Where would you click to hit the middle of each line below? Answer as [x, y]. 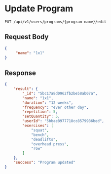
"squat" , [40, 130]
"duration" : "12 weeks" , [48, 103]
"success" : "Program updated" [45, 163]
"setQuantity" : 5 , [41, 117]
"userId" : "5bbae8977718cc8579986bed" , [63, 121]
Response [20, 73]
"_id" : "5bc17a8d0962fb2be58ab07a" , [60, 93]
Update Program [39, 9]
